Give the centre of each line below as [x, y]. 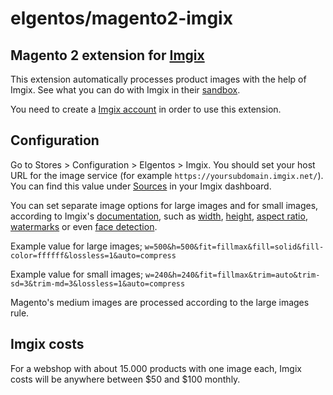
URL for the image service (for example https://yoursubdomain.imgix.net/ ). [167, 175]
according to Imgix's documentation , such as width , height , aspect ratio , [159, 216]
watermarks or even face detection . [84, 226]
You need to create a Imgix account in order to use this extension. [146, 109]
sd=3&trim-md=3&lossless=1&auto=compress [98, 283]
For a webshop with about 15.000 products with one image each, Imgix [156, 368]
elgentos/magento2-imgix [121, 18]
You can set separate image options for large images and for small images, [164, 205]
